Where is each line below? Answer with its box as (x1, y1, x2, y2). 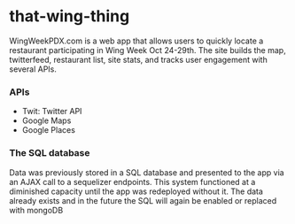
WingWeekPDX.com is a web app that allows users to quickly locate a (9, 35, 264, 46)
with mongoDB (9, 205, 64, 215)
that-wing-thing (9, 6, 130, 27)
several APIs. (9, 64, 58, 74)
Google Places (21, 125, 75, 135)
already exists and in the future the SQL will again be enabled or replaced (9, 195, 277, 205)
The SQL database (9, 147, 90, 159)
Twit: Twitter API (21, 106, 82, 117)
